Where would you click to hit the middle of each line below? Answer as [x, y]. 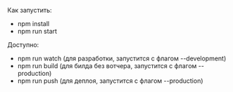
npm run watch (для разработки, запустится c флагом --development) [122, 58]
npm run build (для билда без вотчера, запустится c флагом [107, 66]
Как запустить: [30, 10]
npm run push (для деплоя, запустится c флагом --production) [110, 81]
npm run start [37, 31]
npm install [33, 24]
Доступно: [23, 45]
